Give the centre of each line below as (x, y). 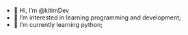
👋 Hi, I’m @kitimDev (41, 10)
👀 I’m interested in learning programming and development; (97, 17)
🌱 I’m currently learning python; (58, 25)
